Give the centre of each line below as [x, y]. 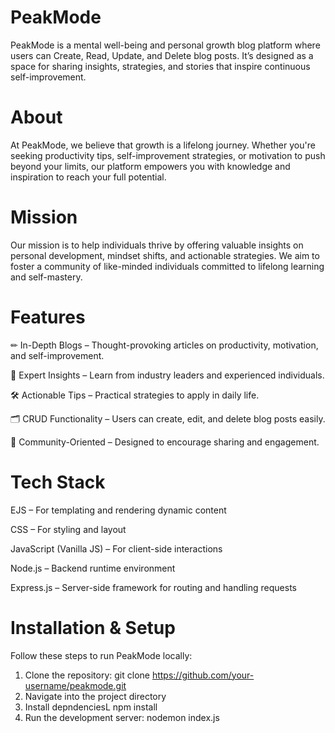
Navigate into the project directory [95, 696]
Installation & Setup [93, 627]
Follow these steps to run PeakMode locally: [101, 655]
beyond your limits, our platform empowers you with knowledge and [150, 166]
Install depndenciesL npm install [91, 707]
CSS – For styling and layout [68, 529]
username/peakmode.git [75, 685]
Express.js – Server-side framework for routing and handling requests [153, 587]
